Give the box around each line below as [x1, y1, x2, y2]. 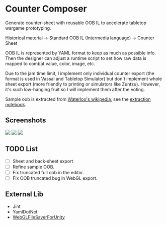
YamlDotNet [12, 208, 38, 214]
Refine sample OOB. [12, 164, 54, 170]
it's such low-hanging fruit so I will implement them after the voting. [5, 86, 145, 92]
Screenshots [5, 116, 46, 125]
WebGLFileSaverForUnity [12, 214, 65, 220]
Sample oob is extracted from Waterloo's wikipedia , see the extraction [5, 96, 151, 102]
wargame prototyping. [5, 25, 51, 31]
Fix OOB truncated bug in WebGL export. [12, 175, 98, 181]
